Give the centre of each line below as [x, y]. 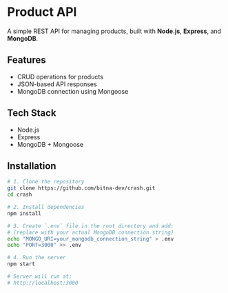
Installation [32, 166]
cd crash [20, 195]
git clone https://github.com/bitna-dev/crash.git [81, 188]
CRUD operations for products [60, 77]
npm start [21, 264]
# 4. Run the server [37, 258]
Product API [42, 12]
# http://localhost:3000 [43, 283]
